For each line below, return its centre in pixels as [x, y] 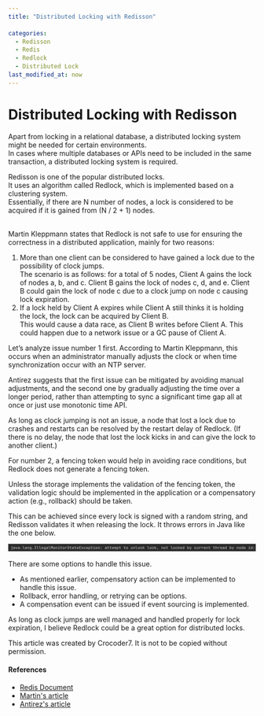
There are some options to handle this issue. [80, 564]
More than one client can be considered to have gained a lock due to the [137, 257]
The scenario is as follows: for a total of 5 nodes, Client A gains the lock [136, 274]
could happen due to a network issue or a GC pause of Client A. [123, 332]
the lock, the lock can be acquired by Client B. [94, 316]
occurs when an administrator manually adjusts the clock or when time [123, 356]
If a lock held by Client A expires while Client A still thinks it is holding [132, 308]
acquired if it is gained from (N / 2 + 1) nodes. [82, 210]
